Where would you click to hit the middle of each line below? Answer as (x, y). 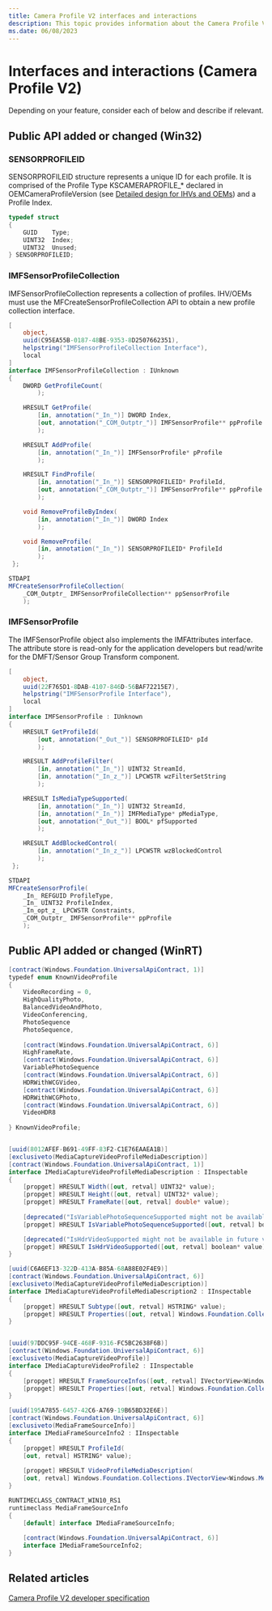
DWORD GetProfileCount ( (63, 385)
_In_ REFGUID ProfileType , (68, 895)
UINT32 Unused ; (51, 248)
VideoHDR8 (40, 1113)
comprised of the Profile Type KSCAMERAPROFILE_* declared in (116, 185)
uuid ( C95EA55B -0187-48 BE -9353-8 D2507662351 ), (101, 341)
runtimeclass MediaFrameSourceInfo (68, 1508)
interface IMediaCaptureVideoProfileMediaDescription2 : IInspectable (130, 1291)
